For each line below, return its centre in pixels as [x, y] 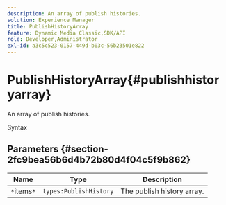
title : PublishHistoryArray [48, 26]
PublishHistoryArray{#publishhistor [113, 80]
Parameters [33, 149]
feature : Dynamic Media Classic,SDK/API [67, 33]
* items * [23, 191]
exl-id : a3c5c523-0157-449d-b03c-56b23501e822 [76, 46]
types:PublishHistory [78, 191]
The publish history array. [162, 191]
